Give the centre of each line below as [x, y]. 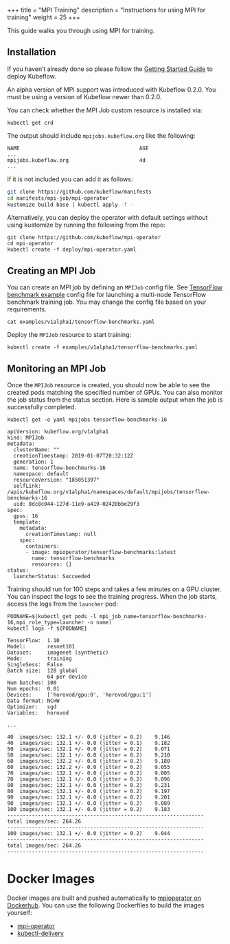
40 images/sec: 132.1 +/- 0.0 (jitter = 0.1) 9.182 [89, 743]
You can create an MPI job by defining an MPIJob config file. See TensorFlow [115, 287]
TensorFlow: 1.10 [33, 641]
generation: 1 [33, 462]
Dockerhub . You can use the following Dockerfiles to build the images [106, 905]
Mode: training [39, 659]
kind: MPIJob [26, 438]
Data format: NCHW [33, 701]
